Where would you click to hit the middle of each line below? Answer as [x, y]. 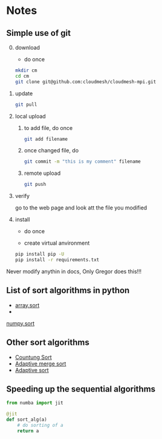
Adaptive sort [32, 370]
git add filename [46, 139]
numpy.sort [21, 323]
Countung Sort [34, 357]
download [28, 47]
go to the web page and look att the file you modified [81, 208]
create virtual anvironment [57, 243]
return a [28, 431]
